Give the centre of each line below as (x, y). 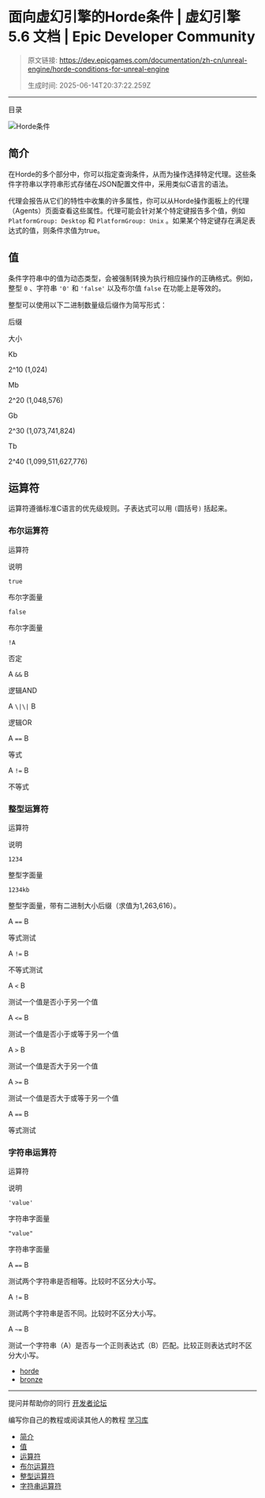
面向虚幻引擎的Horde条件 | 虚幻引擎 (124, 17)
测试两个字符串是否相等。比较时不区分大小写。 (84, 1282)
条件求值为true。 (77, 230)
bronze (31, 1380)
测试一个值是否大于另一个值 (53, 1066)
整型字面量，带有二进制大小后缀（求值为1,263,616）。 (95, 905)
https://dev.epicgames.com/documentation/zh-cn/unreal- (153, 60)
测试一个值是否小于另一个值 (53, 1001)
